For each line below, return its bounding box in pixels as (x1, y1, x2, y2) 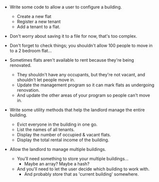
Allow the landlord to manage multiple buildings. (9, 147, 106, 152)
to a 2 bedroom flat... (9, 48, 52, 53)
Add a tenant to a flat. (17, 24, 61, 30)
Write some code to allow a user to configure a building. (9, 4, 122, 10)
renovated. (9, 63, 32, 68)
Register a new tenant (17, 19, 61, 24)
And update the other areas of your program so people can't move (17, 92, 150, 98)
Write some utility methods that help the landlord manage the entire (9, 107, 145, 113)
